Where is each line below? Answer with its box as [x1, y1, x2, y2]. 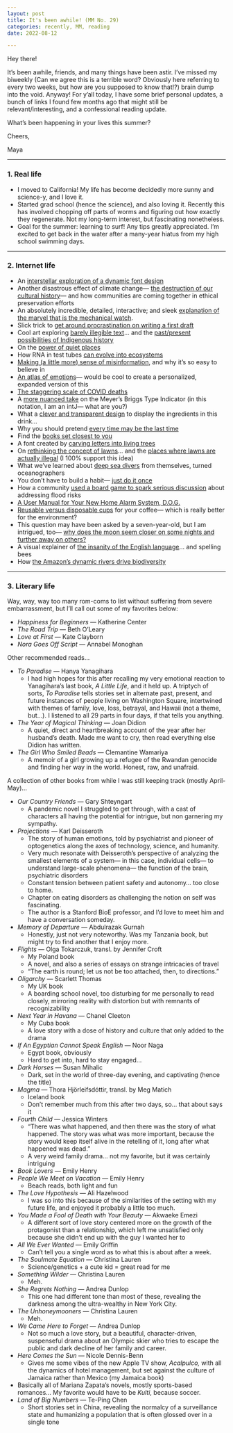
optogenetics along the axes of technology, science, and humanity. [27, 842, 220, 850]
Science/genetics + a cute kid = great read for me [27, 1263, 171, 1271]
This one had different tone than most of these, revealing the [27, 1293, 201, 1301]
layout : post [7, 10, 45, 17]
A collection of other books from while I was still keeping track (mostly [7, 777, 208, 785]
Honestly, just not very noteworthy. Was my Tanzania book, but [27, 930, 209, 939]
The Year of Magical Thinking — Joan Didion [17, 719, 146, 727]
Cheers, [7, 132, 30, 140]
